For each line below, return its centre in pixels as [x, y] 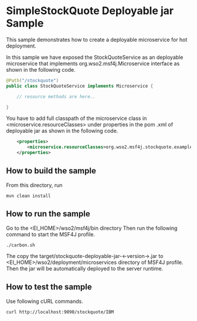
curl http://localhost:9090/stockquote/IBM [60, 312]
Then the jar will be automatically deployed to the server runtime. [85, 268]
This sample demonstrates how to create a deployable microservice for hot [97, 39]
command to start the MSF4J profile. [51, 234]
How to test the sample [49, 287]
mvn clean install [28, 196]
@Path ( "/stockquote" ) [33, 81]
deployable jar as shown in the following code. [62, 131]
